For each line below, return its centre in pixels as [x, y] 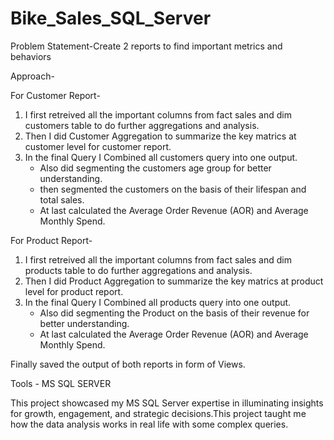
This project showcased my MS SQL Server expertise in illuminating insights [167, 403]
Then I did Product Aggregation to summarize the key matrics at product [174, 281]
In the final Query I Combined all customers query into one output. [161, 157]
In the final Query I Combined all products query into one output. [158, 302]
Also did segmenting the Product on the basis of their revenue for [174, 313]
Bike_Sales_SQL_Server [111, 18]
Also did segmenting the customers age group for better [155, 168]
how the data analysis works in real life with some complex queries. [149, 424]
